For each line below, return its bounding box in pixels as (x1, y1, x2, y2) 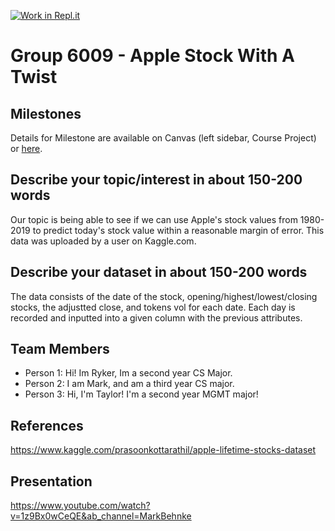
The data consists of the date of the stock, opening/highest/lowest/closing (10, 290, 318, 302)
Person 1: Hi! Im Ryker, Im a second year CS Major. (24, 367, 233, 379)
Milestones (10, 105, 82, 122)
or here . (10, 143, 43, 154)
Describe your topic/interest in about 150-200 (10, 171, 303, 189)
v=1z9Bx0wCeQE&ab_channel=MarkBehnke (10, 510, 192, 522)
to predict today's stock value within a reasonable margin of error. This (32, 224, 325, 236)
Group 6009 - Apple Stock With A (10, 45, 295, 67)
